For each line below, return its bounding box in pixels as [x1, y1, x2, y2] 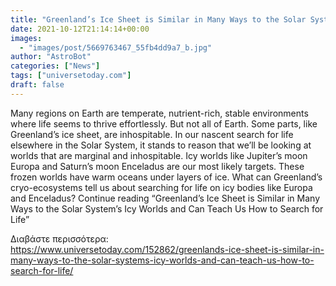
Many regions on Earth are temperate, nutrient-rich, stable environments [10, 107, 309, 119]
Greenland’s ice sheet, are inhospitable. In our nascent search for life [10, 128, 294, 140]
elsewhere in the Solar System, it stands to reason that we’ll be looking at [10, 139, 312, 151]
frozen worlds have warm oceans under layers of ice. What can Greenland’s [10, 171, 323, 183]
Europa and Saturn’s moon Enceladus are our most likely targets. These [10, 160, 305, 172]
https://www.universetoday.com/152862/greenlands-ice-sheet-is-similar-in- [10, 243, 325, 255]
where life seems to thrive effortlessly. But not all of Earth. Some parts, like [10, 117, 318, 130]
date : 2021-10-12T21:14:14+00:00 [10, 24, 150, 34]
